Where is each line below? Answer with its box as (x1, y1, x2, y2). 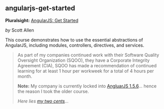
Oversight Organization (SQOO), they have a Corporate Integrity (17, 57, 150, 63)
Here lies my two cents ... (17, 98, 69, 104)
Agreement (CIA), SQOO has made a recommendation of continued (17, 62, 157, 68)
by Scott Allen (5, 27, 34, 33)
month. (17, 73, 33, 79)
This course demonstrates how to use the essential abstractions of (5, 37, 143, 43)
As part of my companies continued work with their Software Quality (17, 52, 159, 58)
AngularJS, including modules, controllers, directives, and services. (5, 42, 144, 48)
